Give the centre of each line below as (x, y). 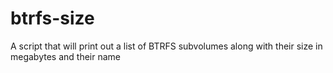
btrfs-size (52, 18)
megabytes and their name (65, 56)
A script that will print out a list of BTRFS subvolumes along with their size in (166, 46)
